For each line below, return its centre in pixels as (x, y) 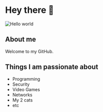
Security (21, 84)
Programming (26, 79)
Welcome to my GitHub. (29, 51)
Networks (22, 95)
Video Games (26, 89)
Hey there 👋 (30, 10)
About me (21, 39)
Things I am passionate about (52, 67)
